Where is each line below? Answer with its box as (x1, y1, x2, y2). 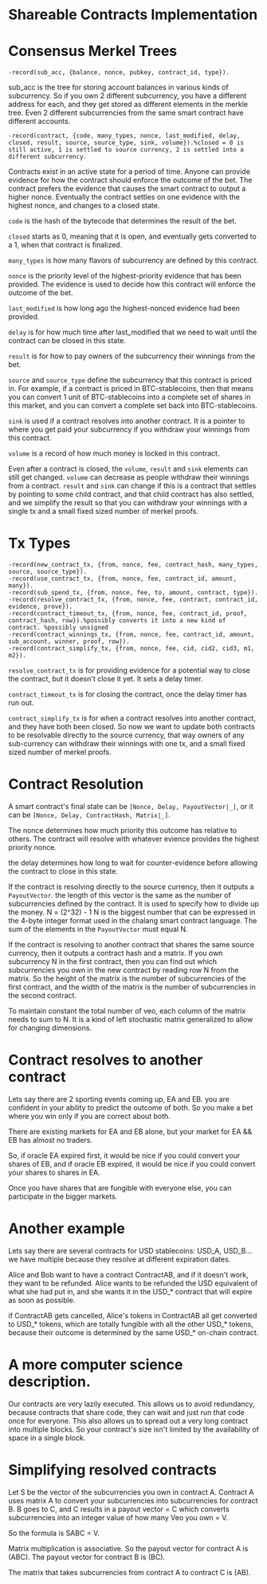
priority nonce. (8, 843, 57, 851)
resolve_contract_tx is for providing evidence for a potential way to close (8, 666, 251, 675)
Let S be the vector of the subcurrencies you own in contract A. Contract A (8, 1487, 254, 1497)
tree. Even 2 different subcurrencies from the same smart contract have (8, 108, 245, 117)
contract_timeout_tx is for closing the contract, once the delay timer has (8, 689, 247, 699)
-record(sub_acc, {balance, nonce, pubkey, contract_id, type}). (8, 69, 230, 77)
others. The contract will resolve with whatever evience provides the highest (8, 834, 259, 843)
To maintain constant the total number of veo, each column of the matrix (8, 1006, 246, 1015)
